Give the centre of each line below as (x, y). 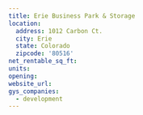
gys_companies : (34, 91)
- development (39, 99)
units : (19, 69)
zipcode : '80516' (45, 53)
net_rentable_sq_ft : (43, 62)
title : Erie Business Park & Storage (72, 16)
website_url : (30, 83)
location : (25, 23)
